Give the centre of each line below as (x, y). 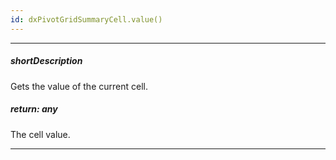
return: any (34, 109)
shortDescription (46, 61)
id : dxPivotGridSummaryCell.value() (86, 19)
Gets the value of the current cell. (79, 86)
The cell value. (40, 134)
